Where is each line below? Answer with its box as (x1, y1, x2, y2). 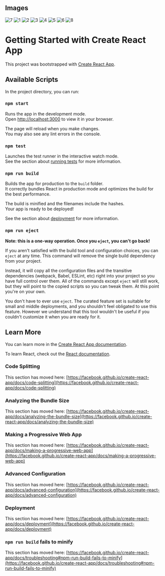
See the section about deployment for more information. (5, 216, 119, 222)
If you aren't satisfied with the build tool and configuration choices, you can (5, 247, 159, 253)
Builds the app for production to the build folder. (5, 181, 104, 187)
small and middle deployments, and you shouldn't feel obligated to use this (5, 303, 157, 309)
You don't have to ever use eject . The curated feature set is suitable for (5, 298, 151, 304)
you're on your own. (5, 288, 46, 294)
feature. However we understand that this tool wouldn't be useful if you (5, 308, 150, 314)
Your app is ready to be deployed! (5, 206, 74, 212)
